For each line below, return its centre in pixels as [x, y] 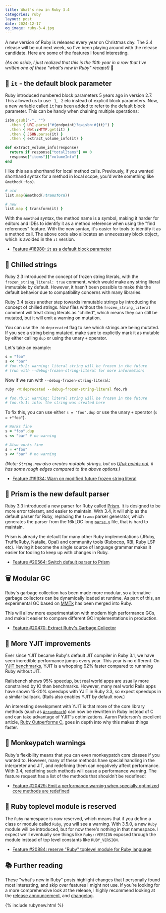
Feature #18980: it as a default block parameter [62, 249]
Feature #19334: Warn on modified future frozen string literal [74, 478]
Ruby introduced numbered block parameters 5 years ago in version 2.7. [79, 95]
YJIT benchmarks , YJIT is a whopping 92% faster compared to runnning [79, 666]
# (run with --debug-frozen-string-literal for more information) [75, 370]
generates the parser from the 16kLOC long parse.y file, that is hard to [77, 522]
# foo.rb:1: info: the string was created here [55, 403]
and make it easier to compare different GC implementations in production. [81, 618]
